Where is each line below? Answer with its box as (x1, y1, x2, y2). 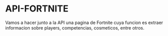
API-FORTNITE (5, 3, 69, 14)
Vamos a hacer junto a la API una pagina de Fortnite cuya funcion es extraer (5, 19, 163, 25)
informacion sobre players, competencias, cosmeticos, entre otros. (5, 24, 145, 30)
